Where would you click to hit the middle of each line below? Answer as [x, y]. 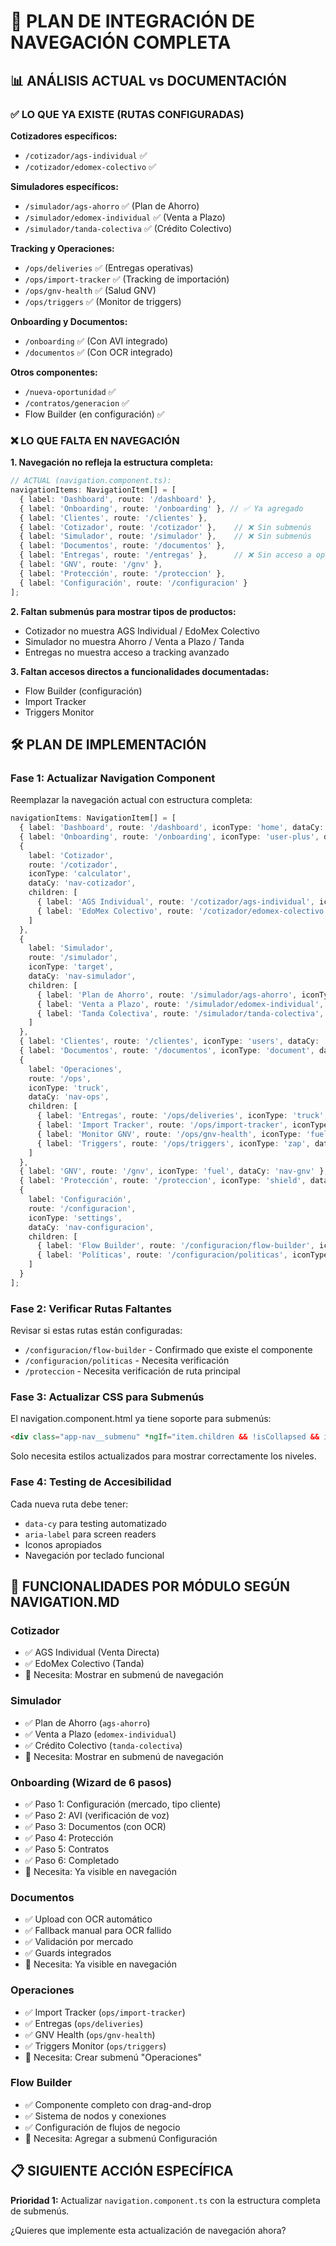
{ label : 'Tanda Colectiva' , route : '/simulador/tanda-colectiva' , [180, 1013]
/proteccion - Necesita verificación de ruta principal [132, 1371]
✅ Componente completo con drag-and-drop [118, 2104]
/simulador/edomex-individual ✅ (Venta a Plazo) [125, 217]
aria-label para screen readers [90, 1534]
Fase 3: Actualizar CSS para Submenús [107, 1397]
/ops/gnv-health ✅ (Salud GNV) [90, 290]
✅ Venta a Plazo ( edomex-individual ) [100, 1734]
